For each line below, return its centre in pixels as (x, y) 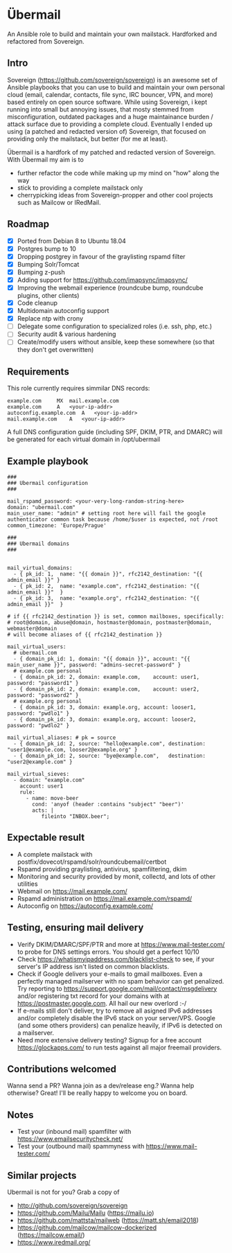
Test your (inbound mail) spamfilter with (74, 1132)
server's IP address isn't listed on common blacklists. (93, 966)
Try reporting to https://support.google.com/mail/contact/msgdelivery (117, 988)
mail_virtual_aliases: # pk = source (62, 738)
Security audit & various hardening (66, 334)
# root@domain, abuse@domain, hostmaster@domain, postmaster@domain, (110, 623)
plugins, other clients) (48, 295)
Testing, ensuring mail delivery (75, 928)
